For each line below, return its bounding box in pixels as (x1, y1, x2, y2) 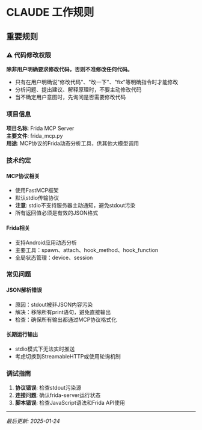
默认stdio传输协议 (14, 194, 59, 201)
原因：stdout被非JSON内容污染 (14, 301, 93, 308)
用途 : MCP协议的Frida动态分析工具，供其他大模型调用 (6, 140, 139, 147)
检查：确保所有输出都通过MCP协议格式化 (14, 316, 117, 323)
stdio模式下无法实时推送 (14, 345, 75, 352)
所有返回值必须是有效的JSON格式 (14, 209, 99, 217)
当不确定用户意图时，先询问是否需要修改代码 (14, 93, 126, 100)
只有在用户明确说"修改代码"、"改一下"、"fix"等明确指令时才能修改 (14, 78, 179, 85)
